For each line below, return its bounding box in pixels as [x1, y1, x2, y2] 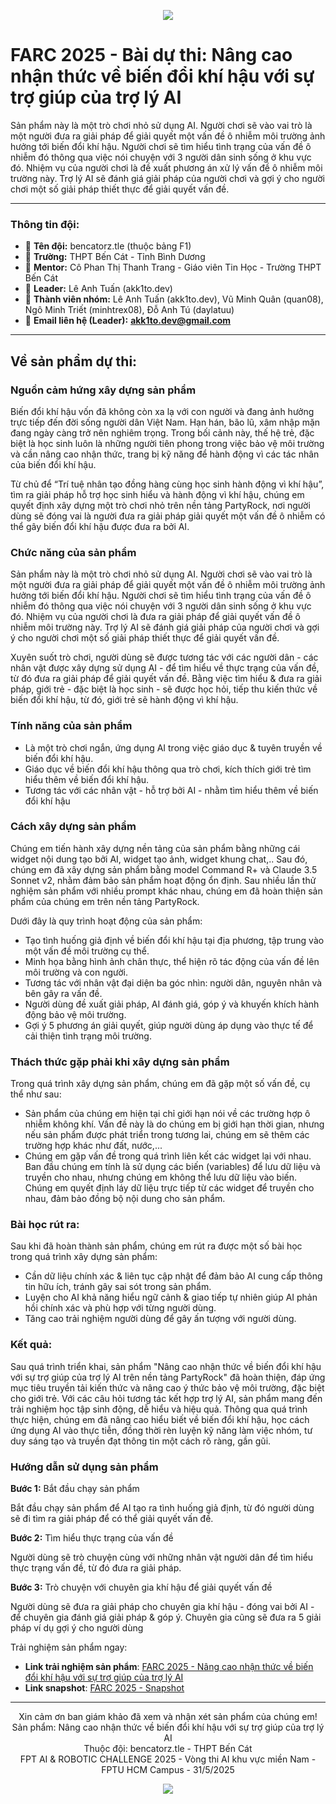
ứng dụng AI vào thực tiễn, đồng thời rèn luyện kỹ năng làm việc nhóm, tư [10, 1424, 313, 1436]
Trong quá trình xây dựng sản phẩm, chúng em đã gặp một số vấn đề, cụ [10, 1078, 311, 1090]
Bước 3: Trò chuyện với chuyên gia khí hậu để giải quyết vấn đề [10, 1581, 273, 1593]
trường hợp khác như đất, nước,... [24, 1140, 163, 1152]
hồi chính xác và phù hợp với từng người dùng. [24, 1302, 217, 1314]
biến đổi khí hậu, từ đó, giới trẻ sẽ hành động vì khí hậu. [10, 694, 239, 706]
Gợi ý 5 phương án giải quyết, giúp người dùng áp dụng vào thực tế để [24, 1019, 314, 1031]
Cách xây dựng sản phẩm [10, 820, 137, 834]
